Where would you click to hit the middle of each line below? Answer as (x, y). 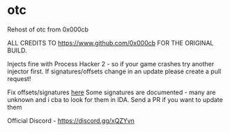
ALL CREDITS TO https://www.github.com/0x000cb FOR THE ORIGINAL (110, 43)
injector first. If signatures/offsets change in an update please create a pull (114, 71)
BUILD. (17, 50)
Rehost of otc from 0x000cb (48, 29)
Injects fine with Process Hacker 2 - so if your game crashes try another (111, 64)
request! (19, 78)
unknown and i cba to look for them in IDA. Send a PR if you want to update (115, 99)
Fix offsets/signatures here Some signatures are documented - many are (112, 92)
